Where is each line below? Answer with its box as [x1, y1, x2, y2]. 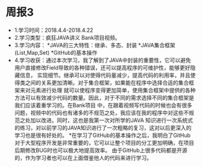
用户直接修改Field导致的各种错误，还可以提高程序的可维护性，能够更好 [14, 64, 191, 71]
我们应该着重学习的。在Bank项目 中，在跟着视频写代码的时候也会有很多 [14, 102, 192, 109]
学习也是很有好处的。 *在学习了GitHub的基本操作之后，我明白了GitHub [14, 132, 191, 139]
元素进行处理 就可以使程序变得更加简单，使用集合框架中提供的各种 [30, 87, 196, 94]
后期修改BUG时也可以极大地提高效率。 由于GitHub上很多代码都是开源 [14, 147, 188, 154]
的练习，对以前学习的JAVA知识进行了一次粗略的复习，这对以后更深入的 [14, 124, 192, 131]
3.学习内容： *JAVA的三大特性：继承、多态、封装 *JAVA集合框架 [14, 41, 175, 49]
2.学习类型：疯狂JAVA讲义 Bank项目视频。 [14, 34, 121, 41]
